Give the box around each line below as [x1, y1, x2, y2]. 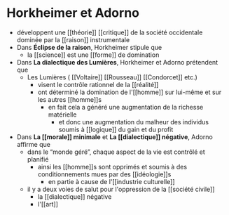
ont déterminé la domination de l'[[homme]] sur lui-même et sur [37, 88, 222, 96]
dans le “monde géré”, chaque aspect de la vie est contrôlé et [27, 148, 206, 156]
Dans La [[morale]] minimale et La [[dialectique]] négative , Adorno [16, 132, 213, 141]
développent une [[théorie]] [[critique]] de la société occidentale [16, 28, 203, 37]
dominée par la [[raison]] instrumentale [16, 35, 130, 44]
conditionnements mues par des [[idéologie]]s [37, 170, 172, 178]
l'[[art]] [37, 200, 59, 208]
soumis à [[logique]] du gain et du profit [58, 125, 174, 133]
